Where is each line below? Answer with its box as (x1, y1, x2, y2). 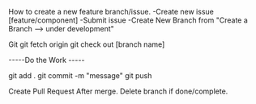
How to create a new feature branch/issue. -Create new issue (8, 7, 215, 16)
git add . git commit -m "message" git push (8, 71, 152, 80)
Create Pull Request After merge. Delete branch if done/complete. (8, 86, 228, 96)
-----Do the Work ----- (8, 56, 85, 64)
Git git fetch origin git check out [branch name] (8, 40, 165, 49)
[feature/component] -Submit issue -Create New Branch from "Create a (8, 15, 249, 25)
